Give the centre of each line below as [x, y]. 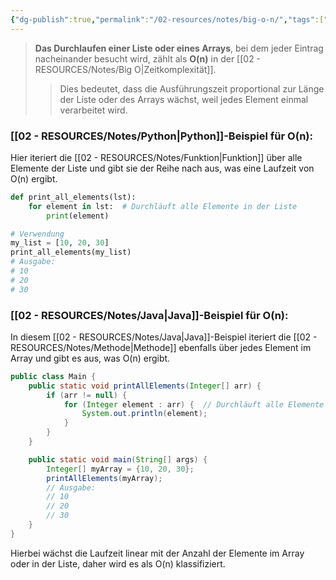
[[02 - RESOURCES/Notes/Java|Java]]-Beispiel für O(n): [149, 315]
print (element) [78, 216]
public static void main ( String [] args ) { [118, 459]
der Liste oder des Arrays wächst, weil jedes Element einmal [184, 99]
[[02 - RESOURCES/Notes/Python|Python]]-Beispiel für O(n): [161, 136]
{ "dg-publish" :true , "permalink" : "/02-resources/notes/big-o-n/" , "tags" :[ [167, 19]
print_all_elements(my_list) [71, 252]
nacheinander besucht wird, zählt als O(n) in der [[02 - [148, 58]
